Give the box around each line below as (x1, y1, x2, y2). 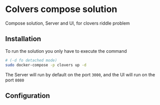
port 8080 (5, 77, 24, 83)
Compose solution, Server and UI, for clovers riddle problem (5, 20, 130, 26)
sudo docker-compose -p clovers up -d (5, 62, 87, 67)
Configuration (5, 91, 50, 100)
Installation (5, 35, 41, 43)
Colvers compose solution (5, 4, 117, 15)
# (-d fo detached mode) (5, 58, 57, 63)
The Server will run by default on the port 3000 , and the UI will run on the (5, 71, 155, 77)
